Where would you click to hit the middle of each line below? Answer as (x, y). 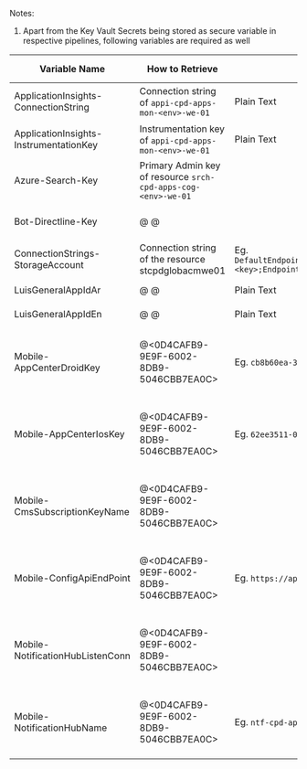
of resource (164, 177)
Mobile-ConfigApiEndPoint (72, 578)
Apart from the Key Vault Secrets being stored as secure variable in (149, 31)
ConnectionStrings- (57, 253)
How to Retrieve (182, 69)
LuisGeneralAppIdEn (58, 314)
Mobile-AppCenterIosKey (69, 434)
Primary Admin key (180, 166)
